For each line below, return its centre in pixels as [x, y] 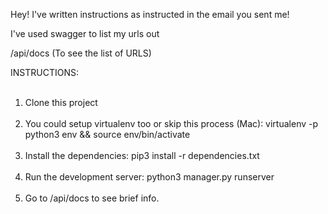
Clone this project [61, 102]
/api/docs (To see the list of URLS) [81, 53]
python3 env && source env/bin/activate [107, 134]
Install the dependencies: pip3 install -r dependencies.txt [142, 155]
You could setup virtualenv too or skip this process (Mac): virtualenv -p [171, 123]
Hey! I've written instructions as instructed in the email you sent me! [150, 14]
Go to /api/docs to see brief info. [92, 198]
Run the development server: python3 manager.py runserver [149, 177]
